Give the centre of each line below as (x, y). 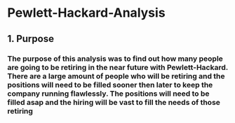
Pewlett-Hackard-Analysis (87, 13)
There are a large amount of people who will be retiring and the (116, 76)
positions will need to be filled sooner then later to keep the (110, 85)
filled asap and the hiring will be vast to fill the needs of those (114, 102)
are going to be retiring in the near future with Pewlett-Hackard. (118, 67)
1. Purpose (31, 39)
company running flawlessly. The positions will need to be (108, 94)
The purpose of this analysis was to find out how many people (115, 59)
